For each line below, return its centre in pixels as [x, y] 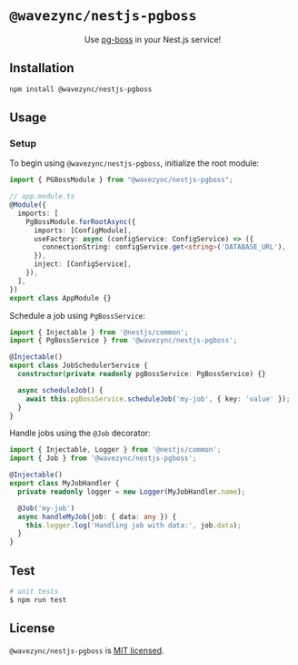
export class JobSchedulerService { [79, 366]
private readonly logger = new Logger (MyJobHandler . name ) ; [132, 491]
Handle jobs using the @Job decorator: [80, 433]
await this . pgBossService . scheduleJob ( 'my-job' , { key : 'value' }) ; [158, 399]
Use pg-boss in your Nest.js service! [153, 39]
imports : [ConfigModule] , [82, 230]
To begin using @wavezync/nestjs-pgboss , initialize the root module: [134, 163]
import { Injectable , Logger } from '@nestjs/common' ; [115, 450]
